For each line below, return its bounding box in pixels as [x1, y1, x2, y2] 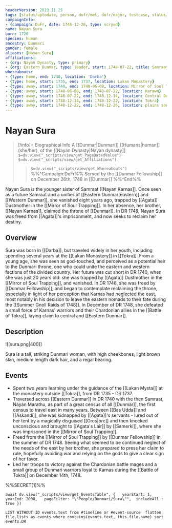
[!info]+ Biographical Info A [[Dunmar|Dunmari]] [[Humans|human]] [17, 142, 160, 148]
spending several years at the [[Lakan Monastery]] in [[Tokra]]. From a [5, 252, 154, 259]
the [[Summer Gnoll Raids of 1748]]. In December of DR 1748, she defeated [5, 301, 163, 308]
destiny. [5, 219, 22, 225]
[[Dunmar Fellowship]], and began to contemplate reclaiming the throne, [5, 285, 158, 291]
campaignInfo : [5, 17, 36, 22]
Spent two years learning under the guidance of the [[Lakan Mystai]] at [12, 385, 163, 391]
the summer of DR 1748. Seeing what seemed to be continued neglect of [12, 439, 166, 445]
